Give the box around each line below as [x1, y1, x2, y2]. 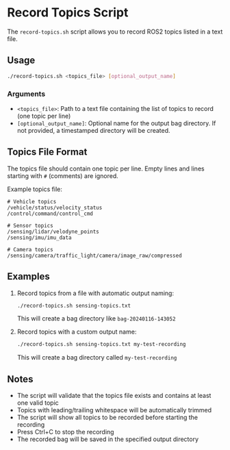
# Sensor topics [7, 222, 53, 229]
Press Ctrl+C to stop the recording [16, 428, 114, 436]
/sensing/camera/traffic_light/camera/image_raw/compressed [7, 252, 183, 259]
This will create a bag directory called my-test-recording [16, 353, 177, 362]
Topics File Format [7, 146, 88, 158]
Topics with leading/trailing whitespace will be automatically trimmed [16, 406, 212, 414]
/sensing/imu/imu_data [7, 234, 72, 241]
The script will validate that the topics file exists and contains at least [16, 392, 212, 400]
